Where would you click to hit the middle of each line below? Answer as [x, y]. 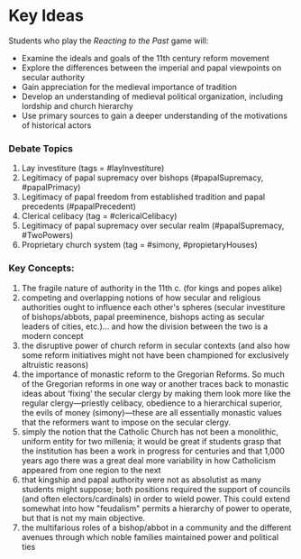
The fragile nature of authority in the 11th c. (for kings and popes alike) [152, 288]
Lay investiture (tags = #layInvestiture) [93, 169]
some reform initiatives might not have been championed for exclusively [155, 355]
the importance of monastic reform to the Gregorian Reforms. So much [153, 374]
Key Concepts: [41, 269]
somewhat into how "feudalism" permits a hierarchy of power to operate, [156, 508]
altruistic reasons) [55, 364]
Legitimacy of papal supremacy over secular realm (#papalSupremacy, [153, 225]
